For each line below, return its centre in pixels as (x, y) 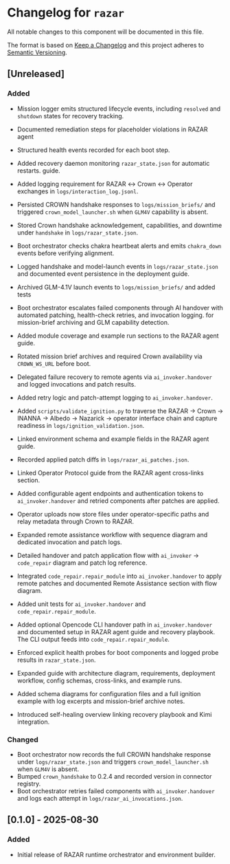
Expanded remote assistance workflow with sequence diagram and (112, 534)
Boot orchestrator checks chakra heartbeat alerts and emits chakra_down (119, 246)
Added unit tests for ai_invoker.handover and (81, 604)
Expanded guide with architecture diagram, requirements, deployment (116, 673)
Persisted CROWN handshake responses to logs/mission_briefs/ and (116, 204)
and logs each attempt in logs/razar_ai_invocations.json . (100, 798)
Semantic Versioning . (37, 52)
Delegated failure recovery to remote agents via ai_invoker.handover (115, 377)
